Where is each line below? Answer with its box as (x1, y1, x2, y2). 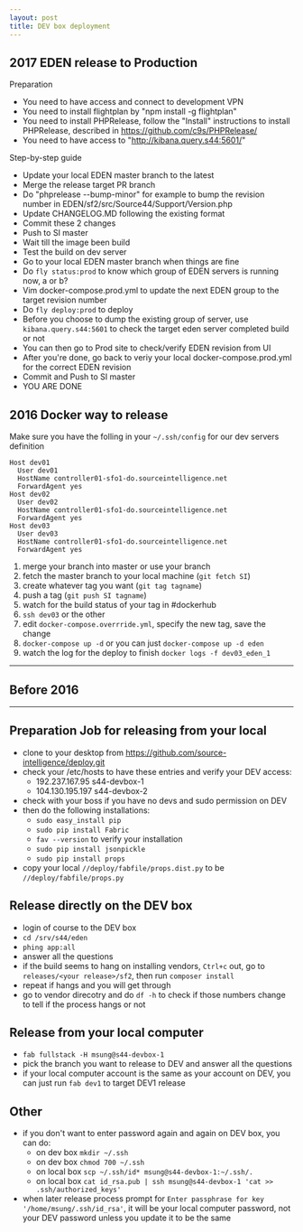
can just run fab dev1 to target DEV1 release (22, 1078, 187, 1088)
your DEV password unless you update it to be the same (22, 1212, 232, 1224)
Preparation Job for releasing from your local (9, 723, 268, 739)
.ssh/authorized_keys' (35, 1185, 122, 1195)
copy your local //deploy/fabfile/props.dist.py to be (22, 862, 225, 873)
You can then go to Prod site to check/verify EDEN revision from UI (22, 342, 271, 353)
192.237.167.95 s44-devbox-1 (35, 776, 144, 787)
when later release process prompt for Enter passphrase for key (22, 1193, 264, 1204)
